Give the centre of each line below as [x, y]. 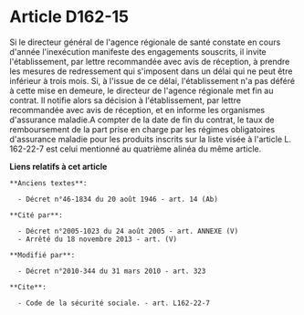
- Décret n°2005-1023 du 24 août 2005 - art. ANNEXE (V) [128, 231]
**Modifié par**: [42, 255]
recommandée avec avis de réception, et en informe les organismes [137, 110]
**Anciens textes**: [49, 183]
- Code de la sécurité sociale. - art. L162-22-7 [114, 303]
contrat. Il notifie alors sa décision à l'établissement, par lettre [126, 100]
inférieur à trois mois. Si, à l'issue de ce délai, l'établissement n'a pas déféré [152, 80]
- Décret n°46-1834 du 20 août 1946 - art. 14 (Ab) [118, 199]
